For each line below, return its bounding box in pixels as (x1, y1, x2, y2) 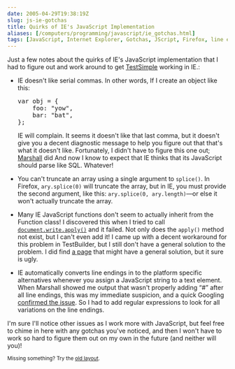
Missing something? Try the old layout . (7, 355, 100, 362)
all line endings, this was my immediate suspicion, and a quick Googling (17, 291, 225, 299)
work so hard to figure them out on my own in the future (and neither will (7, 334, 217, 342)
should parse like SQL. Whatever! (17, 161, 114, 170)
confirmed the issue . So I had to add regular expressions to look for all (17, 298, 220, 307)
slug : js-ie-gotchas (7, 17, 68, 24)
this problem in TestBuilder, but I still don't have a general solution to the (17, 240, 226, 249)
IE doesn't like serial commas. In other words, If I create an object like (17, 76, 218, 85)
